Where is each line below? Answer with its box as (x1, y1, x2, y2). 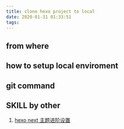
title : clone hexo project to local (6, 8, 95, 15)
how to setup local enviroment (6, 61, 118, 71)
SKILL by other (6, 100, 61, 110)
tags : (6, 19, 19, 25)
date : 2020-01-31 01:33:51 (6, 14, 72, 20)
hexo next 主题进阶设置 (14, 117, 71, 124)
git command (6, 81, 55, 90)
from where (6, 41, 49, 51)
